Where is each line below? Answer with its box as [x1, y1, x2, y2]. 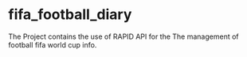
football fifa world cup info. [8, 40, 97, 49]
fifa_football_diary [8, 6, 132, 24]
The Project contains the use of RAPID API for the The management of [8, 32, 239, 41]
